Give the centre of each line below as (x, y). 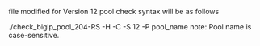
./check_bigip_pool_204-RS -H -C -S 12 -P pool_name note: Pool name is (130, 27)
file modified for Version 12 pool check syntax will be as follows (114, 11)
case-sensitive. (34, 35)
